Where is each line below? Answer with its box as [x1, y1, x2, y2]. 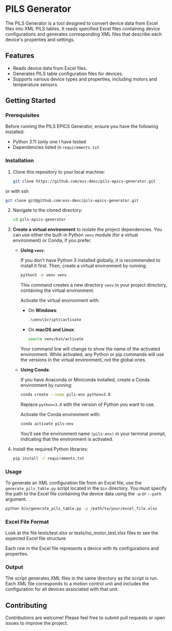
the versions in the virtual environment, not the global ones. [20, 357, 146, 363]
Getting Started [5, 96, 56, 105]
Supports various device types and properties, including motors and [12, 76, 158, 82]
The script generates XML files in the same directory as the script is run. [5, 575, 158, 581]
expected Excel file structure [5, 535, 66, 542]
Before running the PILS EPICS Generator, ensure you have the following [5, 123, 158, 129]
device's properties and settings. [5, 36, 75, 43]
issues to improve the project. [5, 620, 68, 626]
